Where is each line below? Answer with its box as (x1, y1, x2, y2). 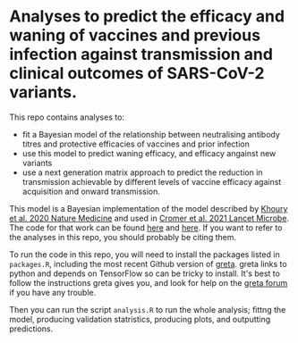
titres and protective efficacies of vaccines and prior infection (21, 138, 251, 149)
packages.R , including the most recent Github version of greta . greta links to (9, 258, 288, 269)
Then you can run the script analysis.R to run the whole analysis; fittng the (9, 304, 286, 314)
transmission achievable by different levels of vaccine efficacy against (21, 176, 282, 187)
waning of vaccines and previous (9, 25, 261, 46)
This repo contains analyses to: (9, 112, 125, 122)
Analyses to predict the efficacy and (9, 6, 285, 27)
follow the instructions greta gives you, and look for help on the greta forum (9, 277, 288, 288)
